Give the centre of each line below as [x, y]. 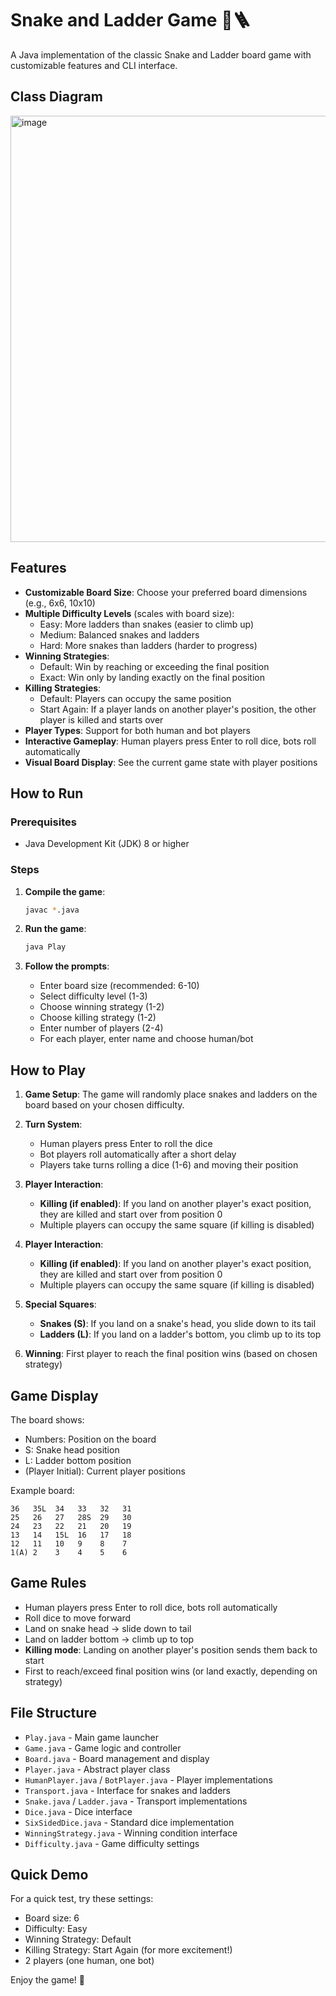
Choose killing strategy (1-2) [98, 1018]
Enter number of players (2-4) [101, 1028]
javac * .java [52, 910]
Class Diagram [56, 97]
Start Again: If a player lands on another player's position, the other [178, 709]
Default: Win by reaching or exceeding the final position [154, 666]
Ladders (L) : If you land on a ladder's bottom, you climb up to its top [180, 1334]
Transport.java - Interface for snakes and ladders [128, 1790]
